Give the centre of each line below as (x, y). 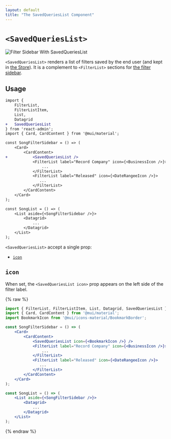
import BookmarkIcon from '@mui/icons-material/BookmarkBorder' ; (76, 318)
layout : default (22, 10)
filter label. (17, 289)
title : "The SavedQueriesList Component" (50, 15)
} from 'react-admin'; (29, 129)
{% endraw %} (21, 431)
